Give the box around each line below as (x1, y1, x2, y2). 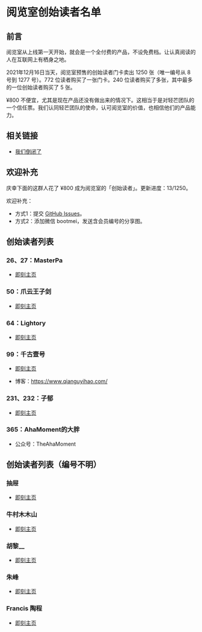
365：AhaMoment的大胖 (6, 425, 80, 434)
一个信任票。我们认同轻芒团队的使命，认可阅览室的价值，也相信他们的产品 (6, 104, 191, 111)
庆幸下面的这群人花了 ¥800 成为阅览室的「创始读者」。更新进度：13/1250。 (6, 184, 191, 191)
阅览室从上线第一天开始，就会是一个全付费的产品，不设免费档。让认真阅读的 (6, 49, 196, 55)
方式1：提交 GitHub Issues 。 (14, 210, 85, 217)
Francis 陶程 (6, 604, 43, 613)
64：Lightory (6, 319, 46, 327)
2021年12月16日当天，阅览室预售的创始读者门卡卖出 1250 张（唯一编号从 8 (6, 69, 191, 76)
